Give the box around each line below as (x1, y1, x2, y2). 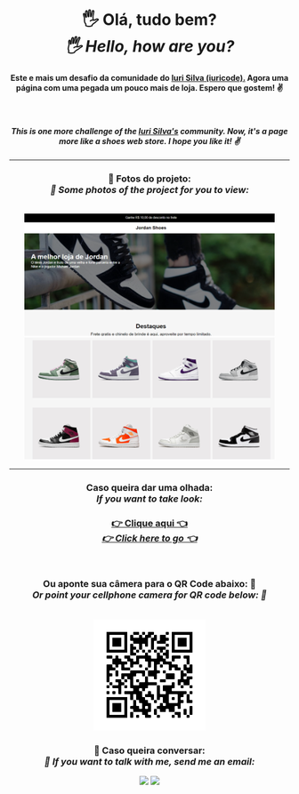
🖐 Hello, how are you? (64, 36, 235, 57)
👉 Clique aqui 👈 (110, 517, 189, 530)
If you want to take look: (96, 493, 203, 505)
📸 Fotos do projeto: (108, 172, 191, 185)
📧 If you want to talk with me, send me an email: (44, 755, 255, 767)
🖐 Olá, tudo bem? (81, 10, 218, 30)
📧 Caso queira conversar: (93, 744, 206, 757)
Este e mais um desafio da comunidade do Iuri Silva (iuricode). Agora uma (10, 72, 289, 83)
